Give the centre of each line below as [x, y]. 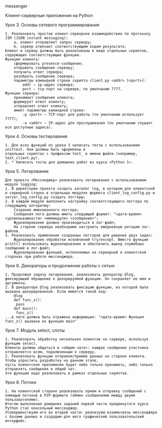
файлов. [13, 231]
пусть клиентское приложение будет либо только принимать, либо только [79, 365]
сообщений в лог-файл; [28, 248]
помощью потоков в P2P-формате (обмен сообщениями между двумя [70, 395]
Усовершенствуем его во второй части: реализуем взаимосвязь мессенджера [81, 412]
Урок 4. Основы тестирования [36, 136]
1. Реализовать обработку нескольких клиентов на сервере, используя [77, 339]
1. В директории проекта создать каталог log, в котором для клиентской [80, 188]
